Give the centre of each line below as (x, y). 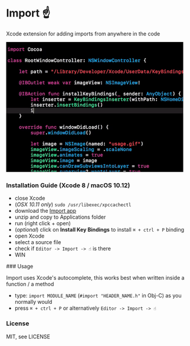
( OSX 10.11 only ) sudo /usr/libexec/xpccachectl (73, 204)
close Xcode (30, 198)
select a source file (38, 242)
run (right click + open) (42, 223)
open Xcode (30, 236)
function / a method (30, 284)
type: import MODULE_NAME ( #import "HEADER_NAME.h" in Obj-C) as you (98, 296)
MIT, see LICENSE (28, 337)
